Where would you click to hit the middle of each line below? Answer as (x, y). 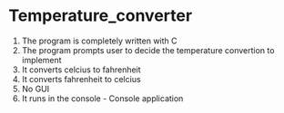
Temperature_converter (101, 16)
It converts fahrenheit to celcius (81, 79)
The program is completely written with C (100, 41)
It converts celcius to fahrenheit (81, 70)
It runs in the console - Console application (102, 98)
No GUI (35, 89)
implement (41, 60)
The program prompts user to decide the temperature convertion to (148, 50)
